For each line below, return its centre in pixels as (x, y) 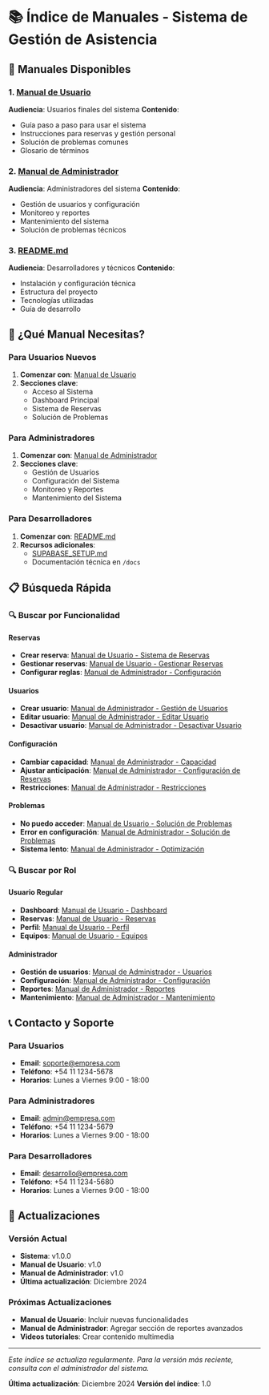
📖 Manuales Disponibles (70, 69)
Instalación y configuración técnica (78, 284)
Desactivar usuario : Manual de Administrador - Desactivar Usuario (130, 726)
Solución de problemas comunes (74, 142)
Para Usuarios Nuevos (52, 357)
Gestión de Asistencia (83, 40)
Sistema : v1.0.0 (46, 1256)
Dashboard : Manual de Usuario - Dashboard (94, 910)
